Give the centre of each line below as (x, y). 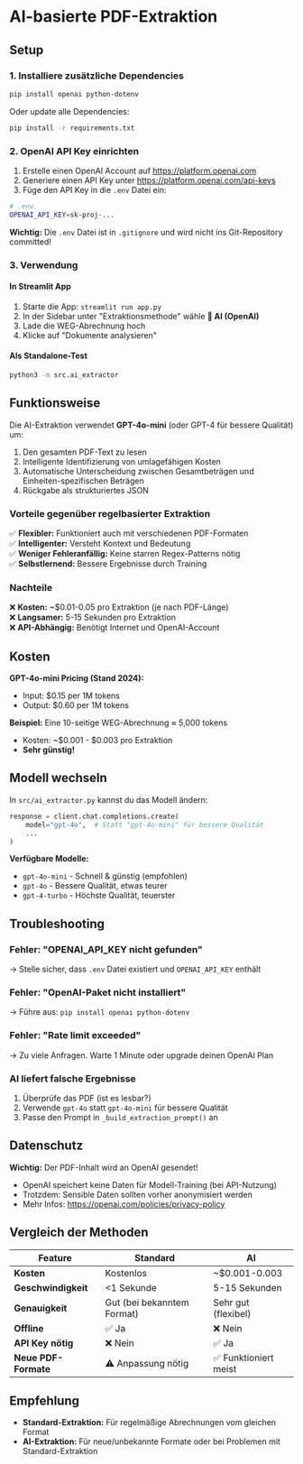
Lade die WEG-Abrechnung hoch (84, 326)
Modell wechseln (59, 778)
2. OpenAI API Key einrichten (74, 151)
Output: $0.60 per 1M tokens (75, 705)
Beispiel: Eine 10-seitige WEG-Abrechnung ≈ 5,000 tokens (119, 723)
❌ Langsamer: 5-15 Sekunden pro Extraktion (92, 617)
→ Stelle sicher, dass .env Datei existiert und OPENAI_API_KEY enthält (135, 969)
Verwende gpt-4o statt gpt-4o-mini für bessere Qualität (125, 1108)
